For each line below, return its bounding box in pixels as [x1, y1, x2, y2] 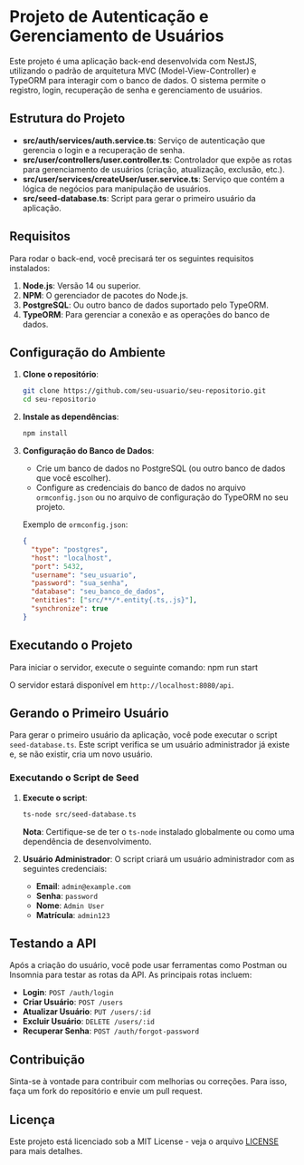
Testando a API [9, 935, 97, 951]
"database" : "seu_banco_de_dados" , [31, 587, 166, 596]
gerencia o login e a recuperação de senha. [22, 144, 185, 155]
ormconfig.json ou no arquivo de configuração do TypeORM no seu [35, 492, 289, 503]
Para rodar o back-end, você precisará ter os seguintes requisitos [9, 252, 254, 264]
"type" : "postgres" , [31, 544, 109, 554]
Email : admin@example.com [35, 880, 131, 891]
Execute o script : [22, 792, 88, 803]
